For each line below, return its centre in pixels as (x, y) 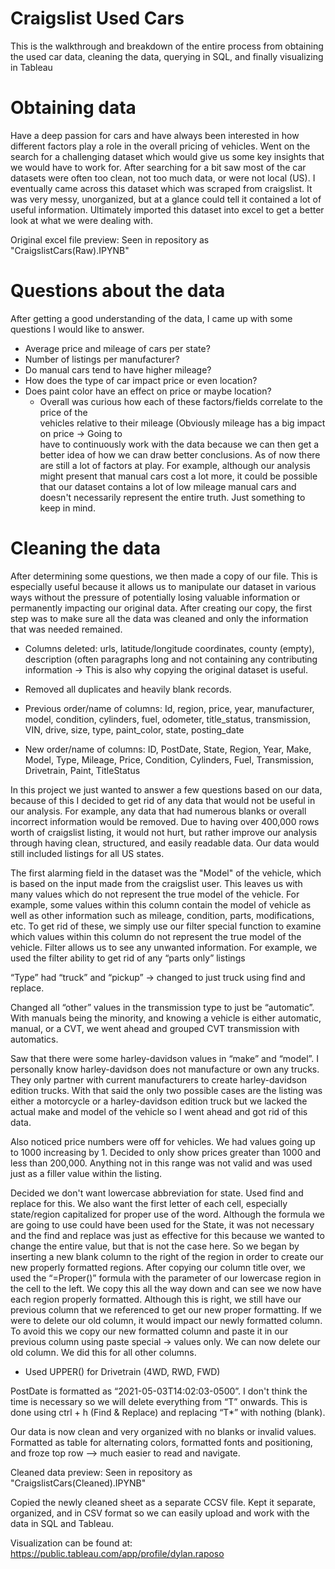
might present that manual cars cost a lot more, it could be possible (178, 476)
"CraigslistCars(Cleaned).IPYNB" (78, 1483)
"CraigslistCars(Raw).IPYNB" (70, 250)
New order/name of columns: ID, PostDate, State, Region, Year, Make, (168, 749)
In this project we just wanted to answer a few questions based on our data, (166, 789)
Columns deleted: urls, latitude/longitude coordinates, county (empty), (169, 648)
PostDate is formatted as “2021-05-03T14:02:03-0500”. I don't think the (159, 1391)
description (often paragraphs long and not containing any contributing (171, 659)
